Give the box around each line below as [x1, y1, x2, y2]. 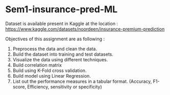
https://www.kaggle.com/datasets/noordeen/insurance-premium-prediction [5, 26, 165, 32]
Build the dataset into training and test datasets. [12, 51, 114, 57]
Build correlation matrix [12, 62, 62, 68]
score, [12, 83, 27, 90]
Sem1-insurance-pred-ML [5, 4, 118, 15]
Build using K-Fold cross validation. [12, 67, 87, 74]
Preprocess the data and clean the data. [12, 45, 97, 52]
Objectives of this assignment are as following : [5, 36, 105, 42]
